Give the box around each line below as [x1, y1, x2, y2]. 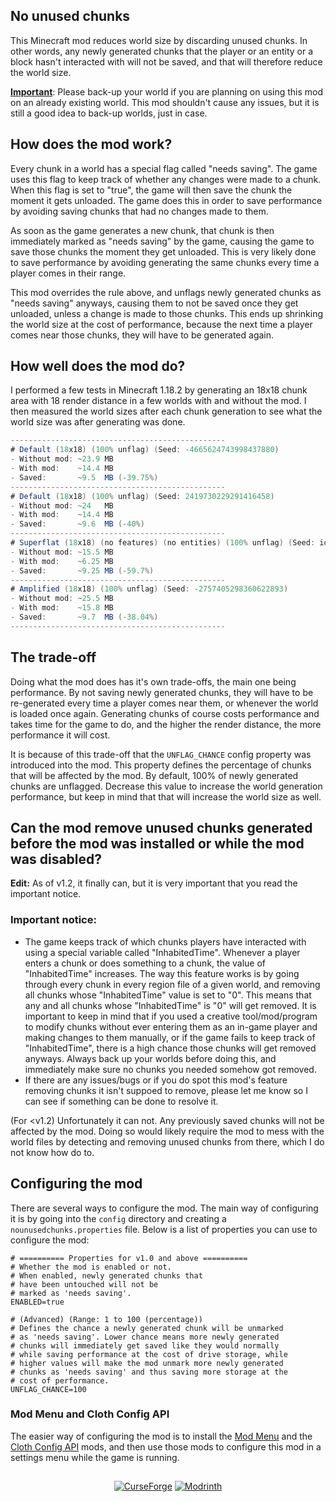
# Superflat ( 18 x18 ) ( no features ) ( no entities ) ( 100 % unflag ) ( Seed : [10, 538, 316, 548]
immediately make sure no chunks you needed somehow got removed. [24, 1063, 317, 1075]
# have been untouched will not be [10, 1279, 159, 1289]
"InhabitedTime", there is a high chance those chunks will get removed [24, 1042, 317, 1054]
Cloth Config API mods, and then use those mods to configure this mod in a [10, 1440, 322, 1453]
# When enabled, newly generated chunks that [10, 1270, 203, 1281]
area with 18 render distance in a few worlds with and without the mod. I [10, 395, 307, 407]
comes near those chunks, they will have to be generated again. [10, 329, 275, 341]
